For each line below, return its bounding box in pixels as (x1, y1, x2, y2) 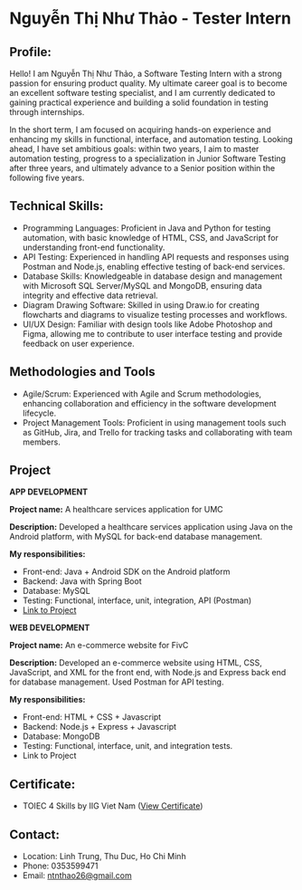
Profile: (9, 44, 52, 60)
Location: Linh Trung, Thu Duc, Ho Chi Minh (22, 851, 187, 862)
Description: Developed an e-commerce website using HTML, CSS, (9, 657, 262, 668)
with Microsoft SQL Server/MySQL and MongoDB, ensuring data (22, 280, 262, 291)
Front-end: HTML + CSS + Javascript (22, 712, 162, 723)
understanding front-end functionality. (22, 242, 165, 253)
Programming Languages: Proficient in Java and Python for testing (22, 222, 271, 234)
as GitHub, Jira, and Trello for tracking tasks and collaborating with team (22, 426, 293, 437)
